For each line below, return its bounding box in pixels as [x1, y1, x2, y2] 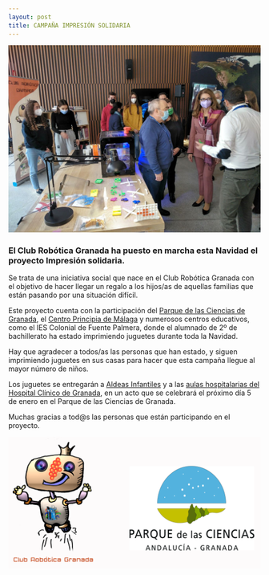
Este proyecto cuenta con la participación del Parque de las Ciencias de [8, 306, 246, 316]
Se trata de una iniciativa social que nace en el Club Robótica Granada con [8, 273, 255, 283]
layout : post [8, 13, 52, 21]
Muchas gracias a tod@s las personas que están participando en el [8, 412, 231, 422]
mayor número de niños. [8, 364, 89, 373]
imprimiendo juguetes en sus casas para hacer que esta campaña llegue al [8, 356, 255, 365]
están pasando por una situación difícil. [8, 290, 139, 300]
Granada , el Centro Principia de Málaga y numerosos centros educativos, [8, 314, 250, 324]
